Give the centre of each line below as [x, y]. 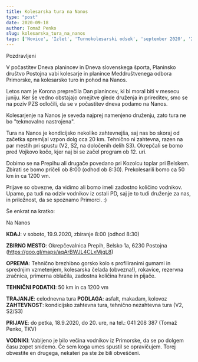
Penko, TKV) [22, 329]
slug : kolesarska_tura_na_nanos [46, 34]
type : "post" [22, 17]
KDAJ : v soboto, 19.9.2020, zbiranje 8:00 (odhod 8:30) [73, 234]
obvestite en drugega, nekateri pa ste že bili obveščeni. [73, 353]
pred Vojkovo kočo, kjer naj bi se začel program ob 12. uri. [77, 152]
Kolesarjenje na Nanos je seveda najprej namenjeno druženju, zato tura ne [96, 115]
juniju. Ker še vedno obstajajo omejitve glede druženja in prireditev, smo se [97, 97]
